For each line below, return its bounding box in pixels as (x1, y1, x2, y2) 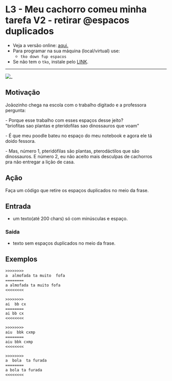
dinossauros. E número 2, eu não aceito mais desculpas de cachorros (5, 153, 153, 159)
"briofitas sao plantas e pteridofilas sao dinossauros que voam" (5, 122, 140, 129)
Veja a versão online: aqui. (12, 42, 69, 48)
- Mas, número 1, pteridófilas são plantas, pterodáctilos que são (5, 147, 140, 154)
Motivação (5, 88, 40, 97)
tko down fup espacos (20, 54, 67, 59)
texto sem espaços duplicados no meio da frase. (12, 240, 116, 246)
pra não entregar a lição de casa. (5, 159, 75, 165)
